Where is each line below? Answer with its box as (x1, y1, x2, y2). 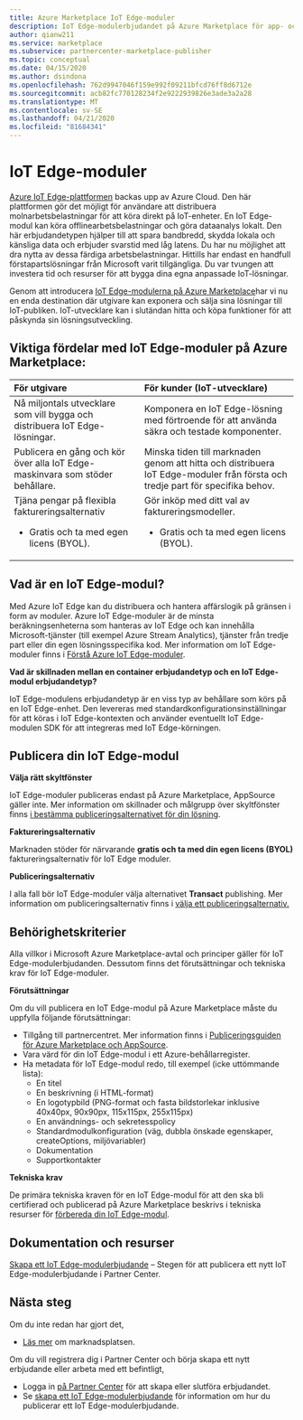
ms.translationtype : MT (9, 97, 99, 107)
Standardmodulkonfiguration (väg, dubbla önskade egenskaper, (35, 1126, 273, 1137)
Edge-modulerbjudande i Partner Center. (9, 1269, 161, 1279)
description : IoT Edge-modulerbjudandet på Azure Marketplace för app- (9, 22, 284, 31)
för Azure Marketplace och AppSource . (22, 1039, 169, 1050)
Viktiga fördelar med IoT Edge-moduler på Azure (9, 341, 288, 356)
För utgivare (14, 381, 68, 394)
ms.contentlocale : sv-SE (9, 106, 103, 115)
